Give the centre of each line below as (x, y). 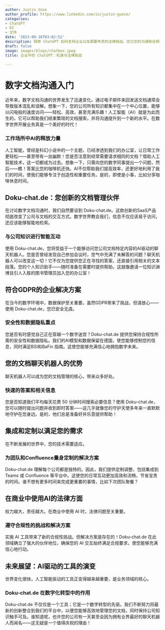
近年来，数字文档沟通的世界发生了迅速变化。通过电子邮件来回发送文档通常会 (82, 100)
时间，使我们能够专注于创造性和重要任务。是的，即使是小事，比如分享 (84, 174)
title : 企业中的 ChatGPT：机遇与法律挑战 (44, 55)
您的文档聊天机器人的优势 (44, 364)
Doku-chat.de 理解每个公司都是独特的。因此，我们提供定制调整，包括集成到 (82, 469)
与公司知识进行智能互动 (33, 237)
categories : (17, 19)
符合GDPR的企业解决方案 (43, 290)
